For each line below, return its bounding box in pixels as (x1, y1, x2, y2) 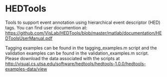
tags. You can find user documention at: (5, 24, 88, 30)
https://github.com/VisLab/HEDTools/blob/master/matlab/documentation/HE (5, 30, 162, 36)
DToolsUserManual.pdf (5, 35, 53, 41)
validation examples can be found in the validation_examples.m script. (5, 50, 149, 56)
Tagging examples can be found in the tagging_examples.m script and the (5, 45, 157, 51)
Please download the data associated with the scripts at (5, 55, 120, 61)
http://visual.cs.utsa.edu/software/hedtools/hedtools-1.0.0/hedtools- (5, 61, 146, 67)
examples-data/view (5, 66, 47, 72)
